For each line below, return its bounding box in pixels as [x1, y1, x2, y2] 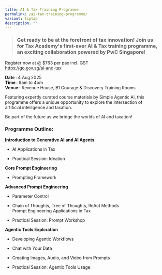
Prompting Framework [12, 174, 57, 180]
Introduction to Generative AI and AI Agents [5, 137, 95, 143]
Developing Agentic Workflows [12, 236, 74, 242]
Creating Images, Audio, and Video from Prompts [12, 255, 110, 260]
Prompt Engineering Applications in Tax [12, 208, 91, 213]
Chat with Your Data [12, 245, 52, 251]
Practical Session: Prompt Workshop [12, 217, 86, 223]
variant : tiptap [5, 16, 38, 21]
